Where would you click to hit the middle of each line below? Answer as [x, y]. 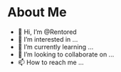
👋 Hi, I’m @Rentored [47, 32]
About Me [37, 12]
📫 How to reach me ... [51, 62]
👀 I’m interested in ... [48, 39]
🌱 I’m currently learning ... [56, 47]
